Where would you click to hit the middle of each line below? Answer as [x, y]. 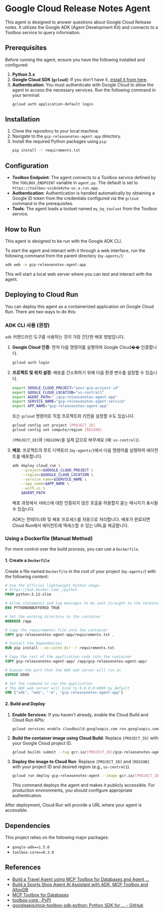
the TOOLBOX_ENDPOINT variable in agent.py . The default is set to [75, 183]
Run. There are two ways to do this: [41, 312]
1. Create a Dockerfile [27, 560]
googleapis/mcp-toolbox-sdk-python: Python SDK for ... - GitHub [78, 905]
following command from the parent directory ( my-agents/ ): [64, 255]
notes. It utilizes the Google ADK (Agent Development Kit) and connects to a [82, 27]
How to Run [23, 229]
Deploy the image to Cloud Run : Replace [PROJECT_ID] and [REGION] [81, 762]
